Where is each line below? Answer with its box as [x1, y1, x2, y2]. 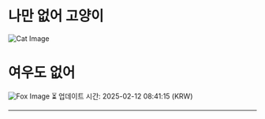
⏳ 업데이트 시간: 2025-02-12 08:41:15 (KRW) [50, 91, 193, 101]
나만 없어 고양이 [8, 7, 104, 25]
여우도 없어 [8, 64, 76, 82]
